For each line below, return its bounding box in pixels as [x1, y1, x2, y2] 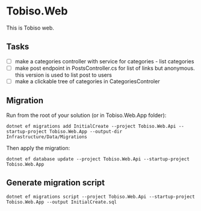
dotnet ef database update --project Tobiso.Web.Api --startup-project [6, 156, 190, 162]
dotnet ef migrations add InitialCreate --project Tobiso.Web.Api [6, 123, 176, 129]
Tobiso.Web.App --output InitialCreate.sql [6, 199, 117, 205]
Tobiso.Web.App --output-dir [49, 128, 122, 134]
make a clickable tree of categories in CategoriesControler [14, 77, 161, 85]
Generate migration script [6, 178, 105, 188]
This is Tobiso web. [6, 24, 54, 31]
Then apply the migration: [6, 144, 70, 151]
